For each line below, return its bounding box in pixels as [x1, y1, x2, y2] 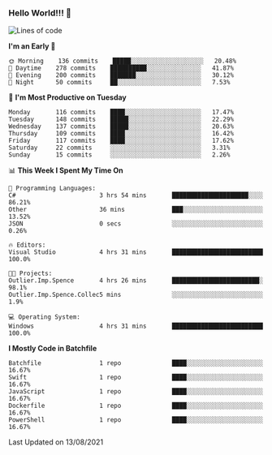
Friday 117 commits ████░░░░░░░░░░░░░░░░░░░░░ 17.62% [8, 137, 234, 145]
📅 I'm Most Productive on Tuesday [8, 92, 127, 102]
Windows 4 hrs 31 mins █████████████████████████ [8, 322, 264, 331]
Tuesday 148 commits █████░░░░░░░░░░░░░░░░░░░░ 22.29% [8, 115, 234, 124]
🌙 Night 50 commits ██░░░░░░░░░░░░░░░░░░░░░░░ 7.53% [8, 79, 231, 87]
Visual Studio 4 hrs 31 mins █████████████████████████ [8, 248, 264, 256]
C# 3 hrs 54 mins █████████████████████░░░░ [8, 191, 264, 200]
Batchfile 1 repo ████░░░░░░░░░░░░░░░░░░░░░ [8, 359, 264, 367]
